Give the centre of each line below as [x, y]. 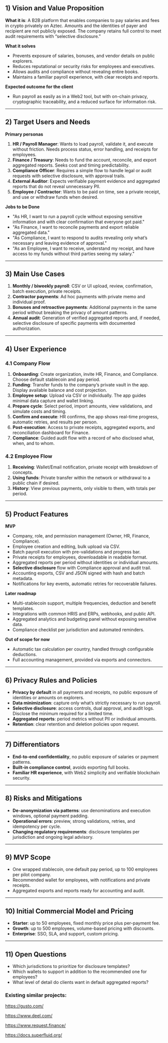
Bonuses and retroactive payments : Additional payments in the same [84, 307]
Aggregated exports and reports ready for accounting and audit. [78, 891]
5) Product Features [37, 514]
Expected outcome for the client [39, 87]
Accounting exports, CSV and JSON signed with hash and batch [78, 573]
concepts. [23, 472]
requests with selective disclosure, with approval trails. [69, 176]
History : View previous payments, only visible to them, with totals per [84, 488]
